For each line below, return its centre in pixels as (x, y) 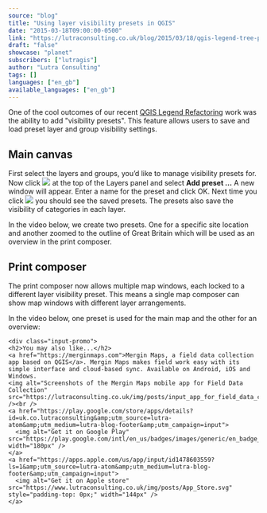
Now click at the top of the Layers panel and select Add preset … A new (132, 183)
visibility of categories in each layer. (67, 210)
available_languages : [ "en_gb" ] (62, 90)
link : (17, 38)
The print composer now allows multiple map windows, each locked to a (126, 286)
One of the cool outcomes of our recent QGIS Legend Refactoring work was (132, 112)
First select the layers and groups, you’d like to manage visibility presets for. (132, 174)
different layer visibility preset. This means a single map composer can (124, 294)
